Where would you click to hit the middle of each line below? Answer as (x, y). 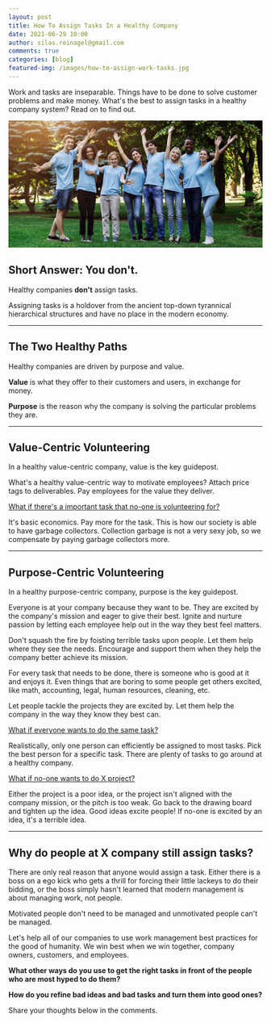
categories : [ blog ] (41, 60)
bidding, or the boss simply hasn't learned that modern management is (126, 889)
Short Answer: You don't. (73, 270)
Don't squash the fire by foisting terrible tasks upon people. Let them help (131, 641)
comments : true (34, 51)
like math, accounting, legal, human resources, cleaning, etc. (109, 691)
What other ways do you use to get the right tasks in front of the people (130, 970)
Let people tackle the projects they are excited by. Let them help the (121, 706)
